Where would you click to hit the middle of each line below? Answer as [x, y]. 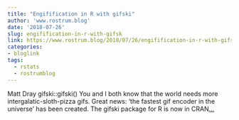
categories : [25, 47]
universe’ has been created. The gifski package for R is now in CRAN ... [111, 109]
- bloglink [23, 54]
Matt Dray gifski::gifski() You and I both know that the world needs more [113, 94]
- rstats [27, 67]
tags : [15, 60]
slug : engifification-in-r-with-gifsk [65, 34]
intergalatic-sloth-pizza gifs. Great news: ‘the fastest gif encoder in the [111, 101]
